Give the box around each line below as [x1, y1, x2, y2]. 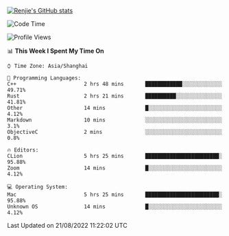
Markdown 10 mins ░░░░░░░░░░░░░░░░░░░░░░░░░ [7, 117, 223, 123]
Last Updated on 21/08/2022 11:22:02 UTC [7, 222, 128, 229]
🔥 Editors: [7, 147, 39, 154]
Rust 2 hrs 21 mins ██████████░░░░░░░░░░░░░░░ [7, 93, 223, 99]
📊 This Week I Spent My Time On [7, 47, 104, 55]
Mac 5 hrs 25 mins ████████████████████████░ [7, 191, 223, 198]
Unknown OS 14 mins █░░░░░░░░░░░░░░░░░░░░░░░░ [7, 203, 223, 210]
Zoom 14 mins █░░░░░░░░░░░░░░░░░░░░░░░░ [7, 165, 223, 172]
